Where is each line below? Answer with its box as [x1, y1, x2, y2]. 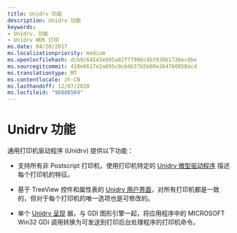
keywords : [7, 23, 37, 30]
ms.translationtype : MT [7, 69, 78, 76]
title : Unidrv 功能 [7, 10, 63, 18]
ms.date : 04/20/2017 [7, 43, 68, 50]
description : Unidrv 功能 [7, 17, 81, 24]
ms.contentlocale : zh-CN [7, 76, 80, 83]
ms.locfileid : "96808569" [7, 89, 83, 96]
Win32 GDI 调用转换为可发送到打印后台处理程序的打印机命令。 [17, 218, 200, 227]
